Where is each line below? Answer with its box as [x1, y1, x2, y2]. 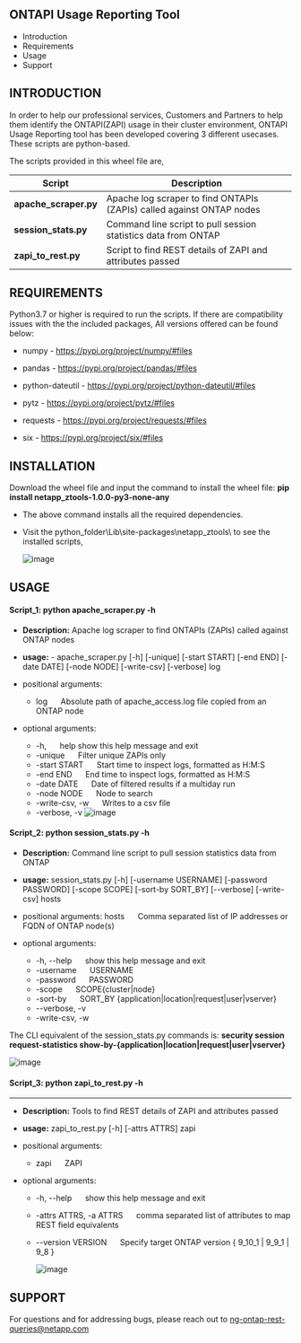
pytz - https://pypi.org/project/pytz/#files [21, 398, 175, 408]
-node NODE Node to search [35, 787, 154, 798]
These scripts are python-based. [9, 138, 131, 149]
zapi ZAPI [35, 1158, 82, 1169]
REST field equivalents [35, 1220, 119, 1231]
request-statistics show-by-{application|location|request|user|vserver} [9, 1040, 286, 1050]
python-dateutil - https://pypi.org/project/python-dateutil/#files [21, 381, 256, 391]
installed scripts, [21, 536, 83, 547]
